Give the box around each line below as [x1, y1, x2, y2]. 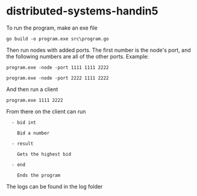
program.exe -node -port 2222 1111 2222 [6, 75, 110, 81]
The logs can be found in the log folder [6, 183, 103, 190]
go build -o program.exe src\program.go [6, 36, 110, 42]
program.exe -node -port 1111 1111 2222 [6, 65, 110, 71]
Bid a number [17, 130, 50, 136]
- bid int [11, 119, 36, 125]
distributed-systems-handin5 [6, 4, 158, 18]
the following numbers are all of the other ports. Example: [6, 52, 149, 60]
